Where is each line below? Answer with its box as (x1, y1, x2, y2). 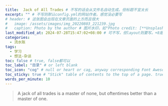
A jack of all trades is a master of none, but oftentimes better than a (17, 90, 156, 96)
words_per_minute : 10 (5, 77, 50, 82)
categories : (5, 35, 30, 40)
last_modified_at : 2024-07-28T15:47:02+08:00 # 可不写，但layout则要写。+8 (5, 30, 160, 35)
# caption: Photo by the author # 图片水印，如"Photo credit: (5, 26, 137, 31)
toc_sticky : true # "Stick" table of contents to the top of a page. (5, 72, 153, 77)
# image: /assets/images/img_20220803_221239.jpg (5, 21, 115, 26)
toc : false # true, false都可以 (5, 58, 70, 63)
